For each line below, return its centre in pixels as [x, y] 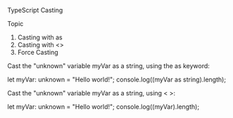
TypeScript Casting [35, 10]
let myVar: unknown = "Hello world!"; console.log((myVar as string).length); [117, 79]
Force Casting [38, 52]
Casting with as [40, 37]
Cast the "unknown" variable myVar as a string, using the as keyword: [108, 66]
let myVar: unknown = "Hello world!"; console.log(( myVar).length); [103, 107]
